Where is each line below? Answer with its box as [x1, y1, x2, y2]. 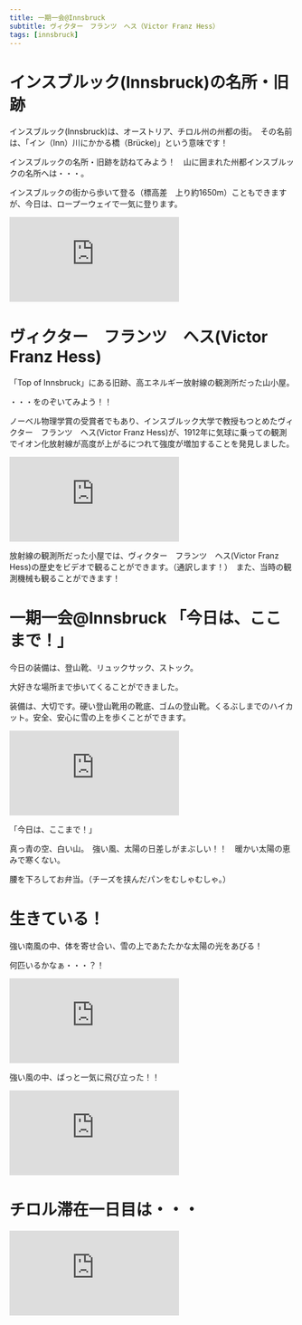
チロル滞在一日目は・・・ [9, 1200, 201, 1220]
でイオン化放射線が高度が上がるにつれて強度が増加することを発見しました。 [9, 438, 295, 449]
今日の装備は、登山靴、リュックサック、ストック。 [9, 662, 199, 673]
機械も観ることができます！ [16, 573, 120, 584]
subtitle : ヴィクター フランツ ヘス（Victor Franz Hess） [9, 22, 220, 31]
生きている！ [9, 909, 106, 929]
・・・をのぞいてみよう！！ [9, 396, 113, 407]
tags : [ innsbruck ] [9, 30, 79, 39]
